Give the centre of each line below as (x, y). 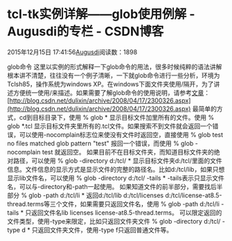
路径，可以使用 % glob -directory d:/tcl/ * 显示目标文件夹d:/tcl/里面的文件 (118, 161)
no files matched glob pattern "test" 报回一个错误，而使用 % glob (100, 143)
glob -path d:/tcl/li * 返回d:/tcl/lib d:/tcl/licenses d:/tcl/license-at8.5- (126, 195)
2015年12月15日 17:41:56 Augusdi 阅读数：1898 (72, 52)
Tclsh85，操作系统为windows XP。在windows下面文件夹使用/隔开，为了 (110, 84)
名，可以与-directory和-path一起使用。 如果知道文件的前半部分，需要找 (109, 186)
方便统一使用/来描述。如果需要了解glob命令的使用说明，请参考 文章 (108, 92)
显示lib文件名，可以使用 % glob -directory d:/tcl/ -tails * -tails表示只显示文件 (116, 178)
